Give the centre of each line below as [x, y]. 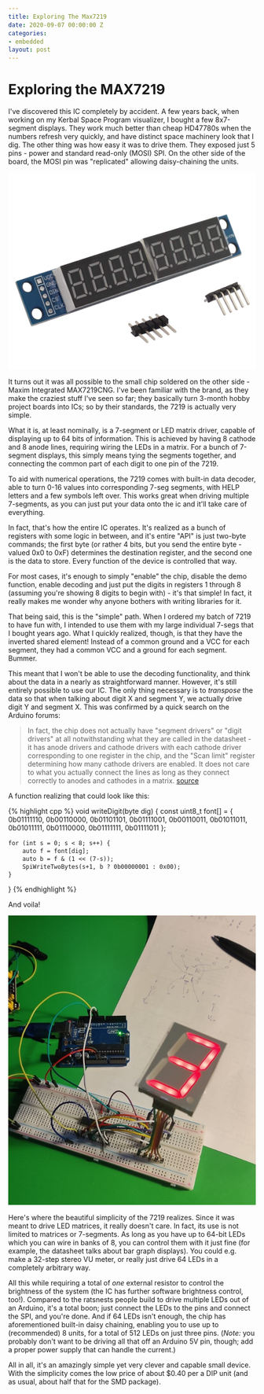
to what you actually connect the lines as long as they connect [128, 772]
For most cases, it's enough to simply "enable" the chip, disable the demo [128, 576]
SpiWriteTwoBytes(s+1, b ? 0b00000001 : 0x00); [101, 867]
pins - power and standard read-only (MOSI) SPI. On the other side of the [127, 153]
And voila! [24, 905]
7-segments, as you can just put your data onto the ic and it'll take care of [128, 504]
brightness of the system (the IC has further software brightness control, [126, 1291]
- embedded [26, 42]
